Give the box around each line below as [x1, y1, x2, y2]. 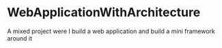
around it [7, 34, 33, 42]
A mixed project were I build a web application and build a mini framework [7, 27, 215, 35]
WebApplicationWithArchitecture [7, 5, 201, 20]
